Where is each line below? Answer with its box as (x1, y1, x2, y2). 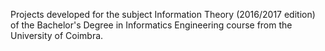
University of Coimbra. (10, 30, 104, 41)
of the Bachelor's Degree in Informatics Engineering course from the (10, 19, 293, 31)
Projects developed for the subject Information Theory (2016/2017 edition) (10, 9, 316, 20)
